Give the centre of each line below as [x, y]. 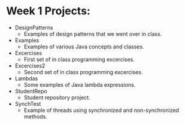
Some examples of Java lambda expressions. [80, 84]
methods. [36, 116]
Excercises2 [30, 65]
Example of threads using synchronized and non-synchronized [101, 110]
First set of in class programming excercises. [79, 59]
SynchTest [28, 103]
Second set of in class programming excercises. [83, 72]
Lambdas [26, 78]
